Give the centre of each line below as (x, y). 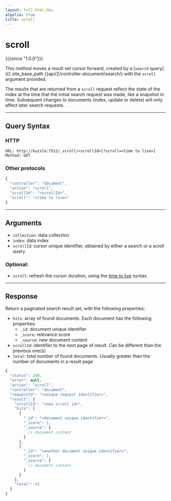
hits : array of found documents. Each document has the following (82, 319)
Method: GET (18, 155)
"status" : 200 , (26, 376)
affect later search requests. (35, 105)
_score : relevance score (45, 335)
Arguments (24, 223)
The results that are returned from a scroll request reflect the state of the (83, 89)
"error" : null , (26, 381)
